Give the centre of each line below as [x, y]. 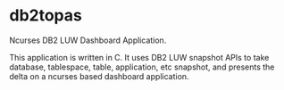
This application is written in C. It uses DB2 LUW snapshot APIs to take [139, 57]
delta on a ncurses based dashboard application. [99, 76]
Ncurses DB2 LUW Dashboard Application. [88, 40]
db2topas [46, 16]
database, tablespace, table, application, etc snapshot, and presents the [142, 67]
